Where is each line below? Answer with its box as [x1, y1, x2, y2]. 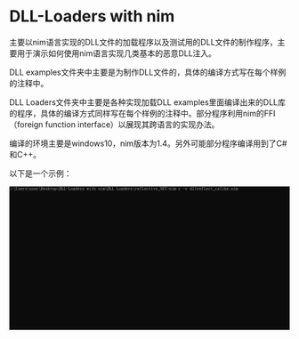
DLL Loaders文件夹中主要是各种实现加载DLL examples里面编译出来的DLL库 [9, 96, 287, 108]
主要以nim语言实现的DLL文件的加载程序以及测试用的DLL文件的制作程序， [9, 36, 278, 47]
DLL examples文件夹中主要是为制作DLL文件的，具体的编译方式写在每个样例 [9, 67, 287, 77]
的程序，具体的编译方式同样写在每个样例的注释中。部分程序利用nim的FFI [9, 108, 276, 118]
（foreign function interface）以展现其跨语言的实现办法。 [9, 118, 220, 130]
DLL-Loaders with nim [9, 6, 175, 27]
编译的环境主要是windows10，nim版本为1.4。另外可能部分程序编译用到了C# [9, 138, 287, 149]
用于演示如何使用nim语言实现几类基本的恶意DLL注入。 [16, 47, 216, 59]
